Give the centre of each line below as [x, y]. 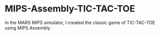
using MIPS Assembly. [28, 27]
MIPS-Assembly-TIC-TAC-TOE [70, 9]
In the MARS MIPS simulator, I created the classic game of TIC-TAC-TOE [80, 22]
